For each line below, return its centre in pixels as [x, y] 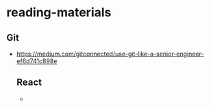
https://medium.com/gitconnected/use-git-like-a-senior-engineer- [110, 54]
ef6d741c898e [37, 61]
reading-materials [59, 13]
